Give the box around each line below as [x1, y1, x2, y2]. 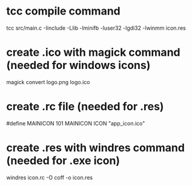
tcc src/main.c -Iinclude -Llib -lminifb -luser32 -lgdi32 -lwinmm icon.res [6, 24, 186, 32]
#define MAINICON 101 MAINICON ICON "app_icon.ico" [6, 119, 145, 127]
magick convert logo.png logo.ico [6, 78, 90, 85]
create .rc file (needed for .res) [6, 100, 164, 113]
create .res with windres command [6, 141, 185, 154]
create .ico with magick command [6, 45, 180, 59]
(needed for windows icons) [6, 59, 151, 72]
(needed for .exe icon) [6, 154, 120, 167]
